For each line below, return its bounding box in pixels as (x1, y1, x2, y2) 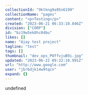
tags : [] (5, 48, 23, 53)
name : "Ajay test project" (5, 40, 61, 45)
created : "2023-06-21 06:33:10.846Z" (5, 21, 84, 26)
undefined (5, 85, 26, 91)
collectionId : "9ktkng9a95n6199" (5, 7, 75, 12)
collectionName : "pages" (5, 12, 57, 17)
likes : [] (5, 35, 26, 40)
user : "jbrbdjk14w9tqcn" (5, 67, 57, 72)
